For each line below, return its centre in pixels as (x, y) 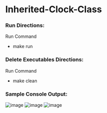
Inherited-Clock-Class (54, 9)
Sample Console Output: (36, 94)
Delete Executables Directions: (45, 60)
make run (23, 47)
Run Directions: (25, 26)
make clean (25, 81)
